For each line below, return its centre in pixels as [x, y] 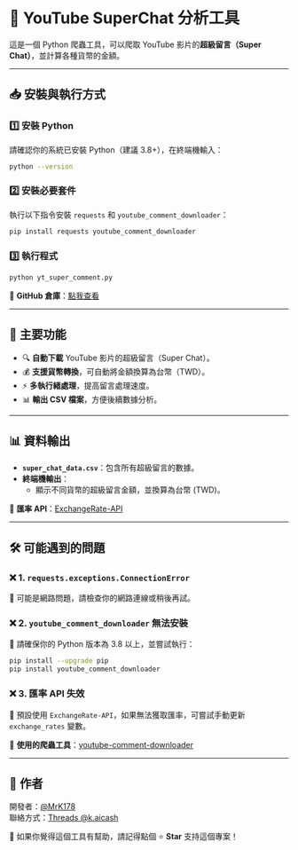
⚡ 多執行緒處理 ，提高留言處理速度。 [88, 385]
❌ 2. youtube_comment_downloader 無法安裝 [99, 624]
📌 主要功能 [38, 335]
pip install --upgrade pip [59, 661]
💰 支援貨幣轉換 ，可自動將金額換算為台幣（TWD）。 [116, 371]
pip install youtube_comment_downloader [85, 669]
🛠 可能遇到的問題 [57, 548]
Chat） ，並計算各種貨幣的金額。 [67, 55]
